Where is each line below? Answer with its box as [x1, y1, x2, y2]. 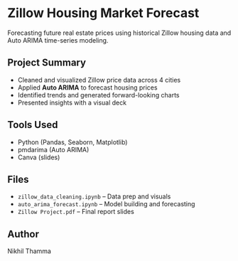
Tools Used [7, 119, 58, 131]
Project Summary [7, 57, 87, 69]
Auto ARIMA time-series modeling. [7, 36, 109, 44]
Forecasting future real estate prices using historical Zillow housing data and [7, 28, 232, 37]
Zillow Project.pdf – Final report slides [17, 208, 135, 216]
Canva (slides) [17, 153, 60, 161]
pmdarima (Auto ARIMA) [17, 145, 90, 154]
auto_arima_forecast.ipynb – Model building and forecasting [17, 200, 195, 208]
